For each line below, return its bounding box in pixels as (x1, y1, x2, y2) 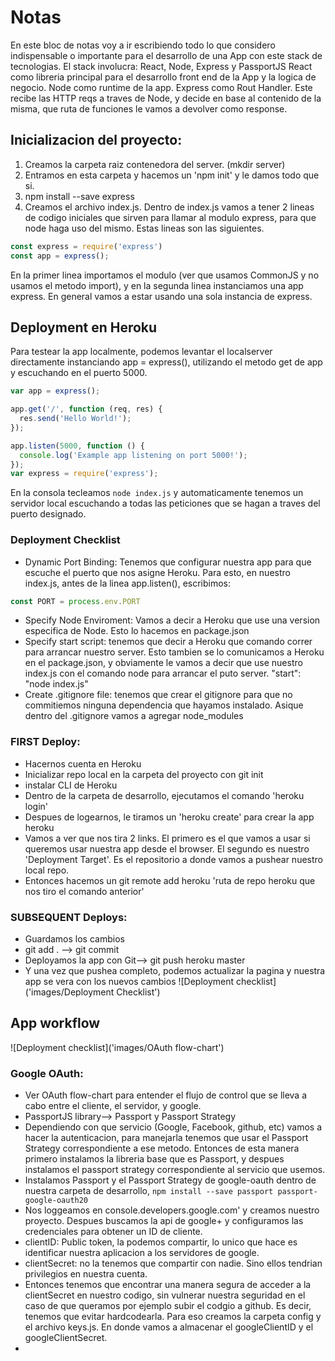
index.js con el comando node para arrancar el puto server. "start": (24, 667, 302, 680)
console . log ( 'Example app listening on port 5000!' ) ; (19, 450, 248, 460)
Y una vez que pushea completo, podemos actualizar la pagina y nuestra (24, 965, 326, 977)
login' (24, 800, 49, 812)
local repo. (24, 864, 70, 876)
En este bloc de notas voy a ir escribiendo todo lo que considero (10, 39, 276, 51)
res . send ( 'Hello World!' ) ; (19, 414, 132, 424)
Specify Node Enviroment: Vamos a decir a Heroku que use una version (24, 614, 321, 626)
